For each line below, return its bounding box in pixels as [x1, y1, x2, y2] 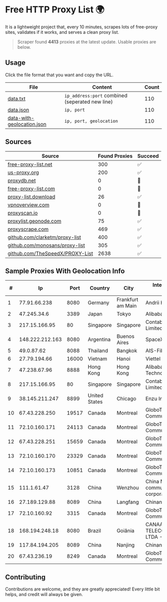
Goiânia [116, 527, 135, 534]
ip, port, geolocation [64, 118, 118, 124]
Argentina [87, 336, 111, 343]
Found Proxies [97, 152, 133, 159]
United [87, 392, 103, 399]
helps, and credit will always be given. [5, 592, 83, 598]
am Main [116, 302, 137, 309]
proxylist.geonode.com [7, 217, 62, 224]
